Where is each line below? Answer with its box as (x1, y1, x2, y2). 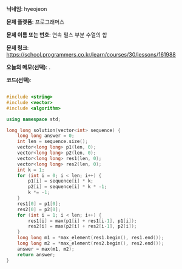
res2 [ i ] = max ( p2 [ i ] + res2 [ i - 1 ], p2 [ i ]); (28, 223, 137, 229)
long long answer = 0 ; (17, 133, 75, 139)
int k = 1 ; (17, 167, 45, 173)
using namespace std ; (6, 116, 61, 122)
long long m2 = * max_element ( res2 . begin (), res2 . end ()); (17, 240, 164, 246)
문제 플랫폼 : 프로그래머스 (6, 18, 65, 26)
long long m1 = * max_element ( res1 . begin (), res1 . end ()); (17, 235, 164, 241)
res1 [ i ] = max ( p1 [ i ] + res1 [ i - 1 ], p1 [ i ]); (28, 218, 137, 224)
